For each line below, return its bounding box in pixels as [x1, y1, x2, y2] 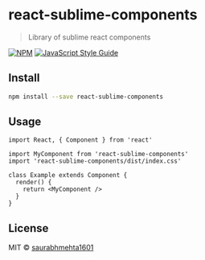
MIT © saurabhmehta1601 [8, 243, 94, 253]
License [8, 221, 49, 235]
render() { [15, 179, 52, 187]
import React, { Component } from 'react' [8, 136, 153, 144]
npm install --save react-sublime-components [8, 93, 163, 101]
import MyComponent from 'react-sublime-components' [8, 151, 189, 159]
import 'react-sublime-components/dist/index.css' [8, 157, 182, 166]
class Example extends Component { [8, 171, 128, 180]
